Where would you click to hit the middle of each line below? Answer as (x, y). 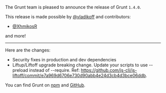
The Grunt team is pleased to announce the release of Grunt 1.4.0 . (73, 7)
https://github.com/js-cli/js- (109, 70)
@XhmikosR (24, 26)
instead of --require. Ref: (54, 70)
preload (20, 70)
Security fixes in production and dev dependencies (64, 60)
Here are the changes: (28, 50)
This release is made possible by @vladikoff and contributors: (68, 17)
